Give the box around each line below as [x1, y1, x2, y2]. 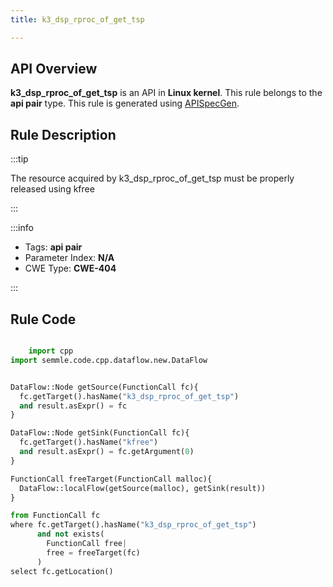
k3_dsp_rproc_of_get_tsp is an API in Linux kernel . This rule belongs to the [10, 87, 323, 99]
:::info [10, 222, 34, 234]
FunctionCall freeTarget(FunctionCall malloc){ [10, 474, 213, 484]
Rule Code [10, 311, 77, 328]
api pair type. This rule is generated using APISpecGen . [10, 97, 240, 110]
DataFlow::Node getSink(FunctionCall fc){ [10, 428, 190, 438]
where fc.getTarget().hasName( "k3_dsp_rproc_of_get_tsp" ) [10, 520, 257, 530]
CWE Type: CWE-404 [24, 262, 117, 275]
